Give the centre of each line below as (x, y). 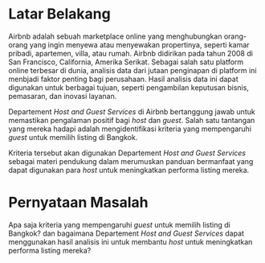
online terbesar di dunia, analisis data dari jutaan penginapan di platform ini (132, 70)
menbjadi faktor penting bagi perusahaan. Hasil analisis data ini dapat (123, 79)
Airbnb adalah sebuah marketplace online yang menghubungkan (115, 36)
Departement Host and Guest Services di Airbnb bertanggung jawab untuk (132, 111)
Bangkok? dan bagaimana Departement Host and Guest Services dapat (126, 233)
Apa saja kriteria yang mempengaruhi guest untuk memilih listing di (119, 224)
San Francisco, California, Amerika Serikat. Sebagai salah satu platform (126, 62)
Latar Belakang (59, 14)
